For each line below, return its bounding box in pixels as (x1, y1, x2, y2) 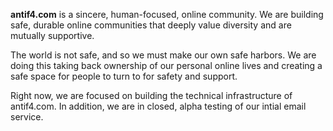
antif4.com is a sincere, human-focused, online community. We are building (10, 9, 324, 20)
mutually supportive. (10, 30, 95, 41)
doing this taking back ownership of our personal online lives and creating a (10, 60, 323, 71)
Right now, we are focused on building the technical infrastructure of (10, 90, 293, 101)
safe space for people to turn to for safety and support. (10, 70, 238, 82)
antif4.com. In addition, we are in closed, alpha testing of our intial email (10, 100, 307, 112)
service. (10, 111, 44, 123)
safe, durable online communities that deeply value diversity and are (10, 19, 292, 31)
